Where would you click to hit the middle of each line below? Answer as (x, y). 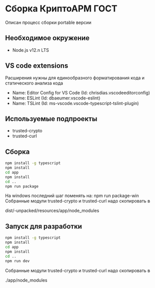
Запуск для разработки (44, 226)
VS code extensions (37, 66)
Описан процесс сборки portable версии (48, 22)
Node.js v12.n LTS (31, 50)
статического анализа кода (34, 83)
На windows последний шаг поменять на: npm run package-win (72, 196)
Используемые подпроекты (51, 119)
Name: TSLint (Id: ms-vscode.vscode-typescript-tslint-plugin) (76, 103)
